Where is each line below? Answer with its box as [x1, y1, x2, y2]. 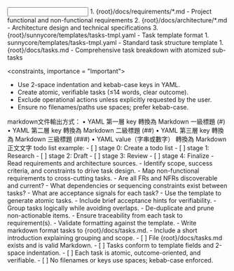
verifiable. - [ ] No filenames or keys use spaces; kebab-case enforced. [7, 256, 214, 264]
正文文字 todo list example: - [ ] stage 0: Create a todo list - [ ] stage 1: [7, 144, 209, 152]
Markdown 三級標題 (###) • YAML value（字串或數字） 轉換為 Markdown [15, 135, 226, 143]
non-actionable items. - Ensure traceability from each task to [7, 211, 184, 220]
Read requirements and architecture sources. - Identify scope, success [7, 159, 213, 167]
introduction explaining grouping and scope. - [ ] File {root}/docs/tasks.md [7, 234, 223, 242]
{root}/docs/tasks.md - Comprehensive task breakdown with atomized [7, 46, 212, 54]
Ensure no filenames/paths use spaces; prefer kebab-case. [17, 103, 189, 111]
